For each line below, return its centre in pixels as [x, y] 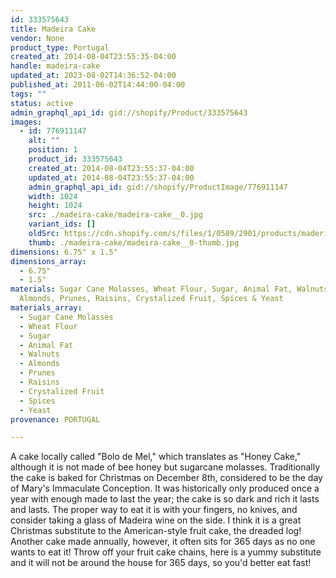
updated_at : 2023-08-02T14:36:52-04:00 [93, 76]
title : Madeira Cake [53, 29]
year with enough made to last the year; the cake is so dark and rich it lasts [165, 499]
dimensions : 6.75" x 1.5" [64, 252]
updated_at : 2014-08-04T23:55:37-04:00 [111, 177]
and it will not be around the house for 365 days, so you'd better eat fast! [161, 563]
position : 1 [53, 150]
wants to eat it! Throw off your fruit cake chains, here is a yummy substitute [166, 552]
